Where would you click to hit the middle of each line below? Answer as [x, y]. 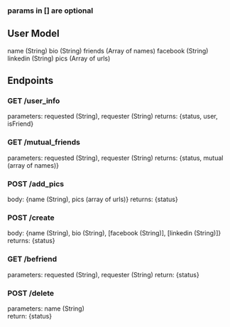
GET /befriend [32, 259]
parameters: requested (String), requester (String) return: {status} [104, 274]
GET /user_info [34, 101]
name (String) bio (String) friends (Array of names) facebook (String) [108, 50]
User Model [34, 34]
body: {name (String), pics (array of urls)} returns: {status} [93, 199]
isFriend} [21, 124]
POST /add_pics [36, 183]
